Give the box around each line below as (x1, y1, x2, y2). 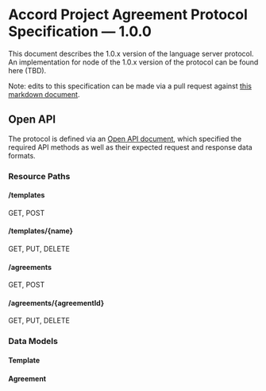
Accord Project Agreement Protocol (8, 6, 249, 24)
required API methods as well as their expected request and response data (8, 142, 253, 152)
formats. (8, 151, 36, 160)
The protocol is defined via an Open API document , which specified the (8, 134, 242, 143)
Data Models (8, 336, 58, 347)
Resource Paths (8, 170, 71, 182)
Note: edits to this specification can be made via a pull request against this (8, 81, 253, 91)
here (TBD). (8, 65, 47, 75)
